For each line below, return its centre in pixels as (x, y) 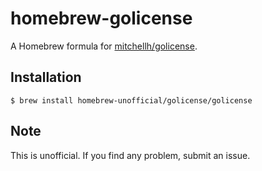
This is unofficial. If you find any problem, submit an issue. (130, 155)
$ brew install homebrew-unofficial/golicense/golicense (131, 100)
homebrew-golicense (101, 18)
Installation (46, 77)
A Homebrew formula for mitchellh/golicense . (104, 46)
